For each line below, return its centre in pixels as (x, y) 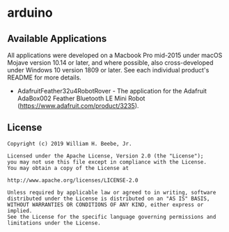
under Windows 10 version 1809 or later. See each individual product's (108, 70)
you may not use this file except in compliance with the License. (107, 162)
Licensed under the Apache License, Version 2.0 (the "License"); (105, 156)
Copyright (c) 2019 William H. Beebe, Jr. (70, 144)
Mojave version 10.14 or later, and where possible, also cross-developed (110, 63)
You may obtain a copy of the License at (68, 168)
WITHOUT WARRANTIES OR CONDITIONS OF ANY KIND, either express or (105, 204)
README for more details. (44, 77)
